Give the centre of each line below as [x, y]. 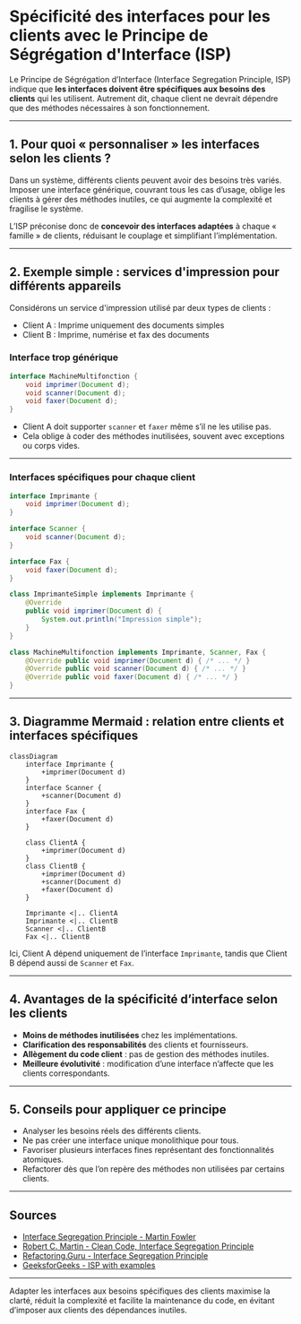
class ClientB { [56, 866]
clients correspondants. [66, 1073]
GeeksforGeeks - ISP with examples [89, 1266]
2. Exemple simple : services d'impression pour [145, 272]
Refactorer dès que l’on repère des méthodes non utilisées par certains [153, 1169]
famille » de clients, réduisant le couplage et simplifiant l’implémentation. [143, 236]
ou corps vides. [51, 446]
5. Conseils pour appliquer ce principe [118, 1109]
